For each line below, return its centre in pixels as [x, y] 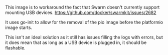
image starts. [19, 27]
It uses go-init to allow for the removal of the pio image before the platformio [84, 22]
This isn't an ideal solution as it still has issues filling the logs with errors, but [84, 37]
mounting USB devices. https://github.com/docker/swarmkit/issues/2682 [81, 12]
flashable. [16, 48]
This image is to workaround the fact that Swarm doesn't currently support [82, 7]
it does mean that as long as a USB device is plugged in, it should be [76, 42]
